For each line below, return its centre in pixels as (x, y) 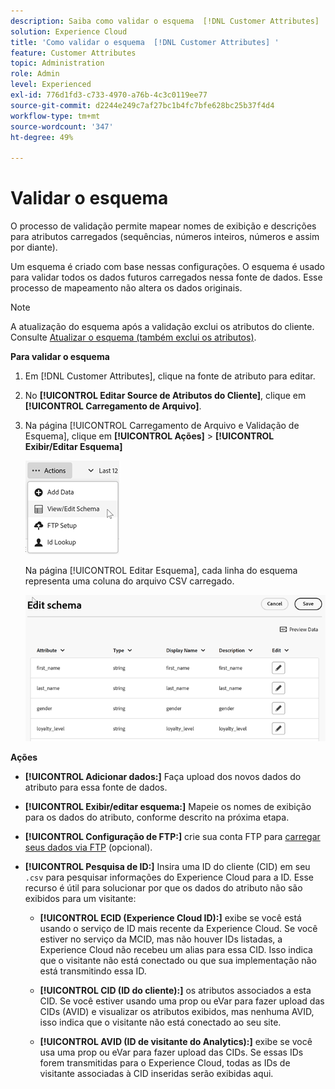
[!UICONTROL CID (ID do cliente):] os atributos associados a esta (175, 991)
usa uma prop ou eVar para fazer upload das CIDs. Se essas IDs (171, 1052)
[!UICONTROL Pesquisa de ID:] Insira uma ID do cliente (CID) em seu (167, 867)
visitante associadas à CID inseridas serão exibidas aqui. (156, 1074)
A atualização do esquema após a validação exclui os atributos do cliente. (162, 327)
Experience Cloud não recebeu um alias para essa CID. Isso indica (176, 950)
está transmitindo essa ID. (93, 971)
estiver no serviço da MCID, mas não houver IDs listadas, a (161, 939)
